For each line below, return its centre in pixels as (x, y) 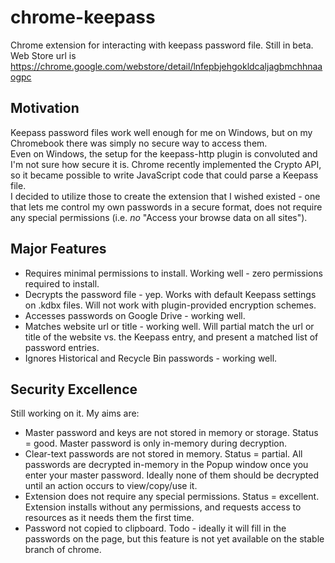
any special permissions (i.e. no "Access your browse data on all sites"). (159, 217)
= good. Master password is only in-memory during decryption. (156, 443)
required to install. (62, 283)
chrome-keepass (83, 17)
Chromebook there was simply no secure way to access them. (139, 143)
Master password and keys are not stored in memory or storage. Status (171, 433)
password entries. (62, 347)
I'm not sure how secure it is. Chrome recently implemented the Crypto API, (166, 164)
